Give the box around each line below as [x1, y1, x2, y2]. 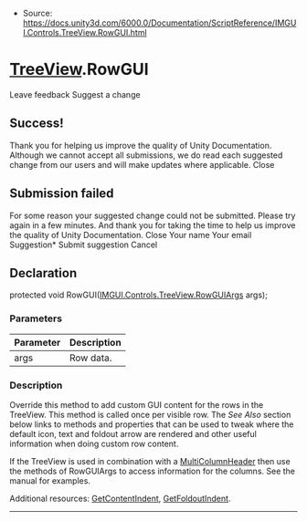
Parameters [9, 312, 62, 325]
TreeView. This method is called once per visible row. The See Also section [9, 409, 291, 420]
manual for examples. [9, 474, 91, 486]
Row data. [69, 351, 112, 364]
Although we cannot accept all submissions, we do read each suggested [9, 150, 283, 161]
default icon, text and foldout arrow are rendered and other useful [9, 428, 258, 439]
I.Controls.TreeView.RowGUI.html [22, 27, 148, 37]
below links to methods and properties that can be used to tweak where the [9, 419, 294, 430]
